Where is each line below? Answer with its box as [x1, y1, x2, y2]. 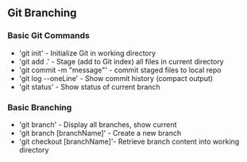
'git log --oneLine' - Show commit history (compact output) [18, 73, 214, 83]
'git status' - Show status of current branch [18, 82, 160, 91]
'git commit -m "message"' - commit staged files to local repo [18, 65, 222, 75]
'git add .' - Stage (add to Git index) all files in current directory [18, 56, 224, 66]
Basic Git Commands [7, 30, 91, 41]
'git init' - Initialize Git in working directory [18, 48, 156, 58]
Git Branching [7, 6, 77, 20]
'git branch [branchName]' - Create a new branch [18, 128, 182, 137]
